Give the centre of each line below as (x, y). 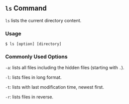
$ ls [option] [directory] (33, 44)
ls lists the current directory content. (43, 20)
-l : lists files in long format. (33, 77)
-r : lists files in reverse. (29, 97)
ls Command (26, 8)
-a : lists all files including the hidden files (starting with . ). (65, 68)
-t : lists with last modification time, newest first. (55, 87)
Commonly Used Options (36, 57)
